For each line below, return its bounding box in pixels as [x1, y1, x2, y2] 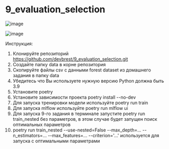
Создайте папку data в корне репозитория [12, 61, 106, 67]
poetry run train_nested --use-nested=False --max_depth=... [12, 127, 142, 133]
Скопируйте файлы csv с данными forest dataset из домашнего [12, 67, 151, 73]
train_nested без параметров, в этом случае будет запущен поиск [12, 116, 158, 122]
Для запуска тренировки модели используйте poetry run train [12, 99, 149, 106]
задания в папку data [12, 72, 59, 78]
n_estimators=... [12, 132, 47, 138]
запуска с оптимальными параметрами [12, 138, 100, 144]
